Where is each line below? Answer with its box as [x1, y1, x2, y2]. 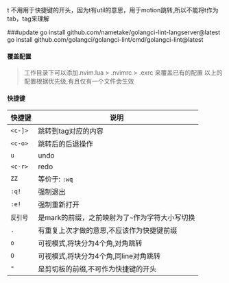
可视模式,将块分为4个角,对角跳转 [38, 238, 143, 248]
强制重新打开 [38, 200, 80, 210]
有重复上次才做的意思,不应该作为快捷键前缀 [38, 225, 178, 235]
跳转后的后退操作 [38, 139, 94, 149]
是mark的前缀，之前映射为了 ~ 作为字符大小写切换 [38, 213, 195, 223]
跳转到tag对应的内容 [38, 126, 104, 136]
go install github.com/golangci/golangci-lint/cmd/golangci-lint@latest [7, 36, 204, 43]
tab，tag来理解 [7, 14, 50, 23]
